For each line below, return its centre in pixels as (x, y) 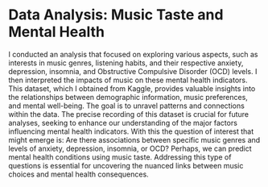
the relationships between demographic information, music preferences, (128, 97)
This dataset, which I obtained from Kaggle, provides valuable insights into (132, 88)
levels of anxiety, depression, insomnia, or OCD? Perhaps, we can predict (130, 148)
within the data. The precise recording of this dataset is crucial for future (129, 114)
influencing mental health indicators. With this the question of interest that (131, 131)
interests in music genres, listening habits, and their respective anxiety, (126, 63)
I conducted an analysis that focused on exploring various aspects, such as (133, 54)
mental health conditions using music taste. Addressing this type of (120, 157)
